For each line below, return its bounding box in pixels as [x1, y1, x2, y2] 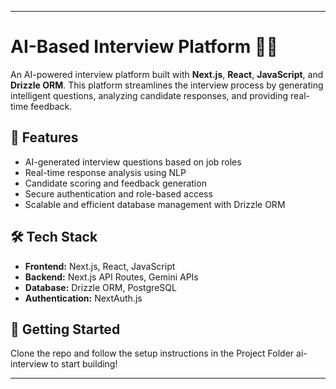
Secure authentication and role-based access [24, 187, 213, 200]
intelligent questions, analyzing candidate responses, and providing [10, 89, 289, 101]
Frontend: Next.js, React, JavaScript [24, 260, 176, 272]
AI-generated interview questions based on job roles [24, 156, 242, 168]
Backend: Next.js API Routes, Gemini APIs [24, 271, 199, 283]
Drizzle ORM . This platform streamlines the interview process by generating [10, 79, 324, 91]
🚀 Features [10, 129, 79, 146]
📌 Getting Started [10, 321, 121, 338]
